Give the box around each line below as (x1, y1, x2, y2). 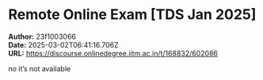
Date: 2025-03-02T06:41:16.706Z (8, 40, 119, 49)
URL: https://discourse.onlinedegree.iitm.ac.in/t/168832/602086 (8, 48, 219, 58)
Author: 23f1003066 (8, 32, 77, 41)
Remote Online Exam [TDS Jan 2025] (8, 6, 257, 24)
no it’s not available (8, 63, 71, 73)
